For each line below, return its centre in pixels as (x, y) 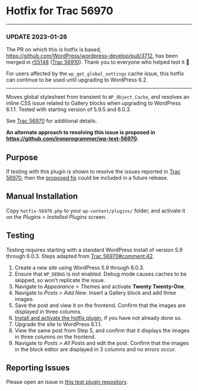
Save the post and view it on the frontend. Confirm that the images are (100, 305)
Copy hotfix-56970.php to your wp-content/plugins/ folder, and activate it (96, 211)
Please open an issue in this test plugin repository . (67, 382)
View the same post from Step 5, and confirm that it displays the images (102, 330)
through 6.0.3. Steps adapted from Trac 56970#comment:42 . (80, 256)
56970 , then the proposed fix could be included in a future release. (87, 178)
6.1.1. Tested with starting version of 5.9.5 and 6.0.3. (69, 109)
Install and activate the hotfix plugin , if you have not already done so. (98, 318)
